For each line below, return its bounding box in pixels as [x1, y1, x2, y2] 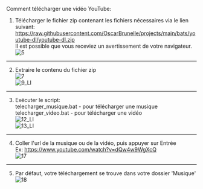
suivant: [14, 24, 35, 30]
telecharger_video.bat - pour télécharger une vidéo [14, 109, 143, 117]
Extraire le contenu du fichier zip [14, 66, 97, 73]
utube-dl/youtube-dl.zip [14, 36, 76, 43]
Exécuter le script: [14, 97, 60, 103]
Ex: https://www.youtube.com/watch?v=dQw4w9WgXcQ [14, 146, 157, 153]
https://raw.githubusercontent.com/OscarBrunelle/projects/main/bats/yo [14, 30, 196, 37]
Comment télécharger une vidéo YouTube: [6, 5, 112, 12]
